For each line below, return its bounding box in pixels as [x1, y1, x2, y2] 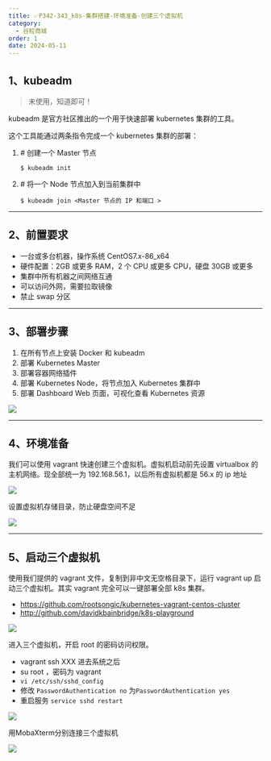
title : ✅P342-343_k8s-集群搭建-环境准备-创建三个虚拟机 [8, 11, 183, 20]
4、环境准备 [8, 436, 69, 450]
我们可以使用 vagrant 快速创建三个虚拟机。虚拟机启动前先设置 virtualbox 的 [8, 460, 259, 469]
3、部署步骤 [8, 325, 69, 339]
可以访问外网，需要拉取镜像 [19, 281, 113, 291]
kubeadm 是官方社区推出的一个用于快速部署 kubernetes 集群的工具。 [8, 114, 239, 123]
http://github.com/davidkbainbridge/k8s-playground [19, 608, 194, 618]
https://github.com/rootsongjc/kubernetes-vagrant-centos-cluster [19, 600, 240, 609]
